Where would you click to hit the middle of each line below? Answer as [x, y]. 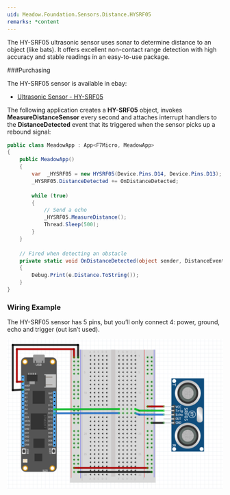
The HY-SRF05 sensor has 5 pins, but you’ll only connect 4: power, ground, [114, 322]
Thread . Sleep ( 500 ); [71, 225]
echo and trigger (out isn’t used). [54, 330]
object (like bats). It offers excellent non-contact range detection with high [112, 49]
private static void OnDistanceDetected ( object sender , [101, 261]
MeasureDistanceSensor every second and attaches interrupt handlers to [112, 117]
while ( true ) [50, 195]
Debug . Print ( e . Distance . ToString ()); [85, 275]
